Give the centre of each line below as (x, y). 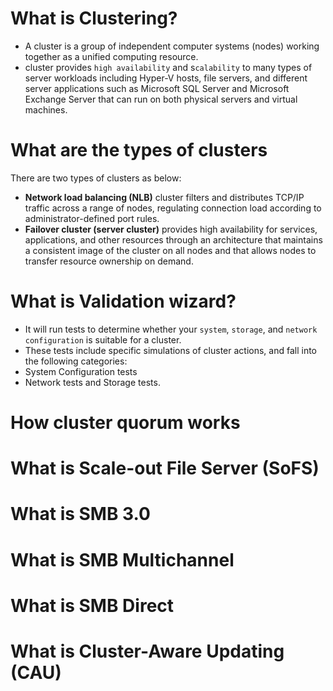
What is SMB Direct (92, 605)
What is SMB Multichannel (122, 559)
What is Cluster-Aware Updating (147, 651)
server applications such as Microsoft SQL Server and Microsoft (157, 88)
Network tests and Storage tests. (92, 382)
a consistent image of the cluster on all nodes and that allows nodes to (170, 250)
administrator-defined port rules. (92, 218)
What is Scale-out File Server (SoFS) (165, 468)
